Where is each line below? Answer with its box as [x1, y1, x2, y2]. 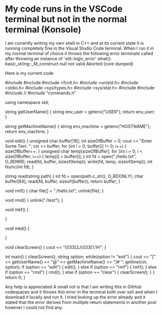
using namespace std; [5, 99, 49, 105]
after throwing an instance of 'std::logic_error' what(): [5, 55, 112, 61]
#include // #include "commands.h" [5, 90, 76, 96]
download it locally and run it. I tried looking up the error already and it [5, 294, 146, 300]
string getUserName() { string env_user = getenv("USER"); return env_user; [5, 108, 155, 115]
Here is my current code [5, 70, 54, 76]
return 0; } [5, 274, 26, 280]
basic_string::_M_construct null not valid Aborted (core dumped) [5, 61, 133, 67]
